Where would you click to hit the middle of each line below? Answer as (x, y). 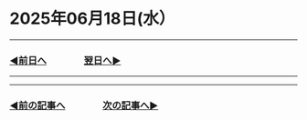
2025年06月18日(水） (92, 19)
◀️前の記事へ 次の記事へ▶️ (84, 105)
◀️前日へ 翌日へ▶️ (65, 60)
